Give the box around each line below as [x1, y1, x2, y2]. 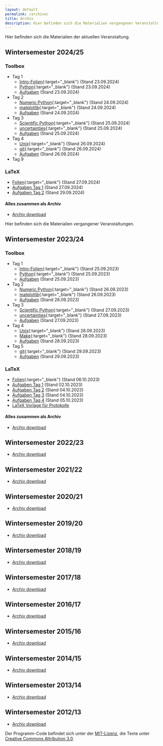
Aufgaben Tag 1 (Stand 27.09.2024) [12, 185, 83, 190]
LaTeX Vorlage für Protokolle [12, 403, 69, 408]
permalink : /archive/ [5, 12, 49, 17]
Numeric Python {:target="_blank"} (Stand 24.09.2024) [19, 99, 129, 105]
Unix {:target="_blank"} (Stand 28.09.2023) [19, 328, 105, 334]
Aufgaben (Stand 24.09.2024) [19, 110, 80, 116]
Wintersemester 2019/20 [5, 519, 83, 527]
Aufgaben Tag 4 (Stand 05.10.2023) [12, 397, 84, 403]
